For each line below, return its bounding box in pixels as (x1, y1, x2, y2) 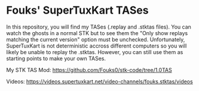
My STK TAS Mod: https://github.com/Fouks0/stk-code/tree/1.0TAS (6, 66, 172, 73)
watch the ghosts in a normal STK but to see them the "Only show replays (6, 29, 188, 36)
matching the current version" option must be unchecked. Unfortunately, (6, 36, 185, 43)
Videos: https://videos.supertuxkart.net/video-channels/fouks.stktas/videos (6, 78, 193, 85)
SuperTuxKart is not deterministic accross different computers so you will (6, 42, 187, 49)
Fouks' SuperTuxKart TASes (6, 4, 149, 17)
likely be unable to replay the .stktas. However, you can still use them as (6, 48, 183, 55)
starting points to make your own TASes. (6, 55, 106, 62)
